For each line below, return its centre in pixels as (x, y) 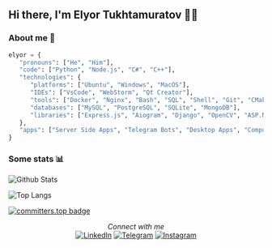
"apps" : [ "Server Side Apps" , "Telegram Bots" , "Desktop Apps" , (130, 130)
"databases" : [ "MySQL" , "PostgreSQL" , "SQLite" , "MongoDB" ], (135, 107)
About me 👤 (32, 38)
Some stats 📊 (36, 159)
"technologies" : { (50, 78)
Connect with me (136, 227)
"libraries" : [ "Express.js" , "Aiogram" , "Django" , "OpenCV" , (135, 115)
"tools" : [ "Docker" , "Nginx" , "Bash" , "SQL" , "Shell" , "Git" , (137, 100)
